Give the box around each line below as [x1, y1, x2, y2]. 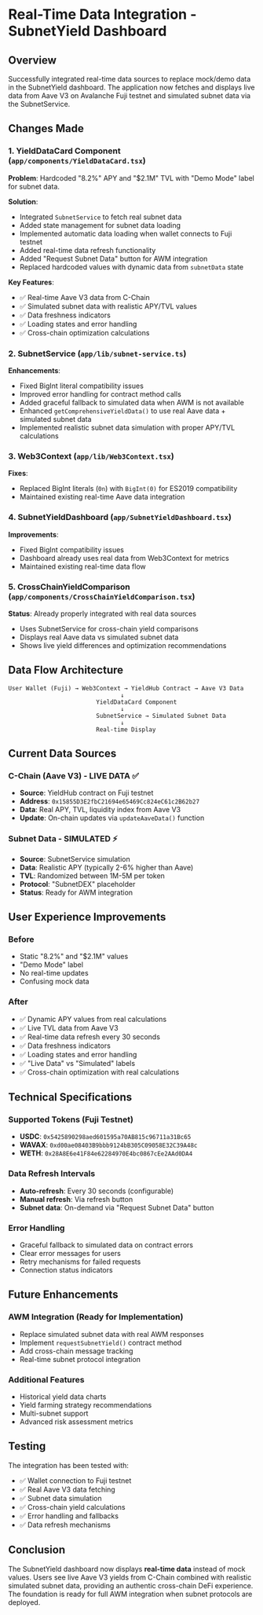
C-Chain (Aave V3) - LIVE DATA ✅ [8, 771, 140, 781]
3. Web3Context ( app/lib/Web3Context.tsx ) [8, 450, 174, 461]
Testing [8, 1440, 46, 1453]
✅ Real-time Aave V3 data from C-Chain [19, 292, 151, 302]
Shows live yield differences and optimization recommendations [19, 640, 227, 650]
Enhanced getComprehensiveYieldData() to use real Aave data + [19, 406, 226, 416]
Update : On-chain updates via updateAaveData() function [19, 813, 205, 822]
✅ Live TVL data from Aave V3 [19, 1023, 119, 1032]
